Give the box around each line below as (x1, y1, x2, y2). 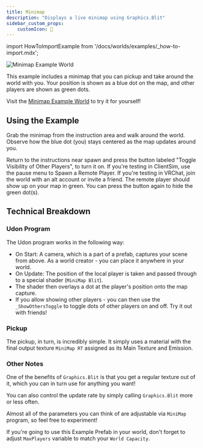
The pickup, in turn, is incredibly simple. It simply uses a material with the (6, 338, 191, 345)
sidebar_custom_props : (6, 20, 64, 26)
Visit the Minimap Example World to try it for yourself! (6, 98, 141, 105)
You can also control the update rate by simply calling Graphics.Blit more (6, 392, 193, 399)
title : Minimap (6, 9, 45, 15)
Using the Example (6, 115, 79, 126)
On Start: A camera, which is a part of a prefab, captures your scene (15, 250, 188, 258)
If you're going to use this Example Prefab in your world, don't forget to (6, 428, 185, 436)
